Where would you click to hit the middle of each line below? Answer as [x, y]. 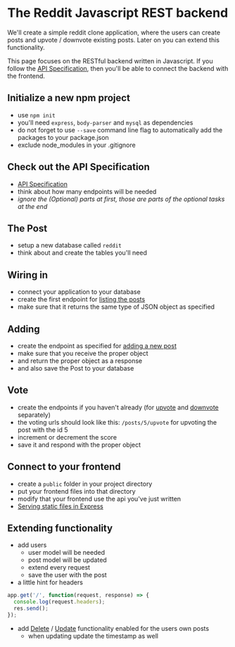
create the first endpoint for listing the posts [81, 300]
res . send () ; [31, 609]
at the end [32, 206]
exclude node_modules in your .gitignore [76, 145]
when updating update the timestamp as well [93, 636]
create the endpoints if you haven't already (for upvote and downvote [118, 407]
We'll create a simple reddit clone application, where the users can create [114, 32]
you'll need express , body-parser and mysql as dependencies [105, 122]
